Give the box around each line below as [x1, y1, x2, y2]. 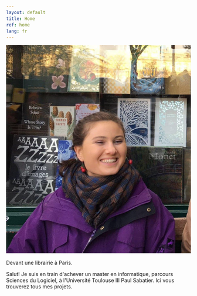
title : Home [6, 15, 35, 22]
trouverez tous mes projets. [6, 282, 73, 290]
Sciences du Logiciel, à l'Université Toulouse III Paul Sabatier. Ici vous [6, 277, 175, 284]
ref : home [6, 22, 30, 28]
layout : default [6, 9, 46, 15]
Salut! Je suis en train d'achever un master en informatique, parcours [6, 270, 174, 277]
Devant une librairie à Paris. [6, 259, 73, 266]
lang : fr [6, 28, 28, 34]
